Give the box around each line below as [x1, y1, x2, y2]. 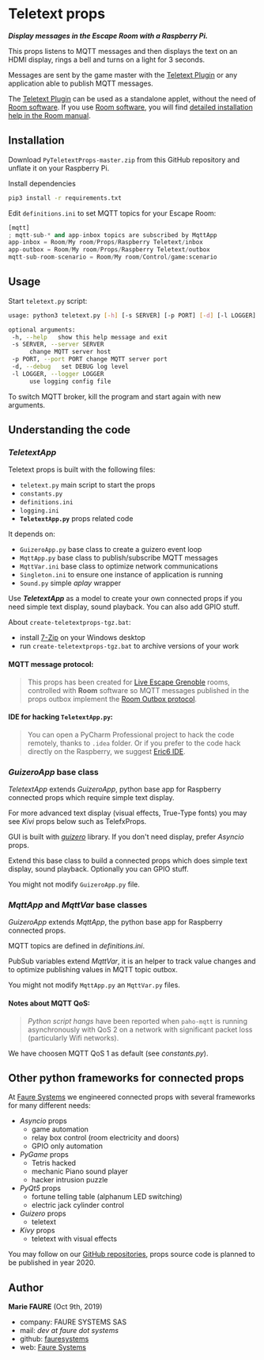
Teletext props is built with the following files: [8, 465, 156, 474]
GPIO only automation [31, 1141, 104, 1151]
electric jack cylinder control [31, 1201, 125, 1210]
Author [8, 1281, 43, 1294]
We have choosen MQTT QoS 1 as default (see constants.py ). [8, 1048, 209, 1058]
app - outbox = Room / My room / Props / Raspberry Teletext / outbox [8, 246, 211, 254]
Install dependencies [8, 178, 77, 188]
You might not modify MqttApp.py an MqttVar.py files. [8, 980, 180, 990]
